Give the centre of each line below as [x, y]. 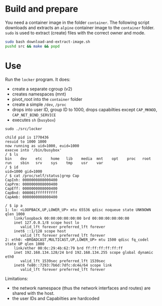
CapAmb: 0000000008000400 [31, 197]
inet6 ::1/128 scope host [40, 231]
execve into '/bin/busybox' [34, 150]
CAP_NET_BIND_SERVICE [34, 115]
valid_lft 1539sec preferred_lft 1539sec [63, 261]
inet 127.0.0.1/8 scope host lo [46, 223]
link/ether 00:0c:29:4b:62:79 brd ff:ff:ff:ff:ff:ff [68, 248]
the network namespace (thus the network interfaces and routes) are [81, 288]
